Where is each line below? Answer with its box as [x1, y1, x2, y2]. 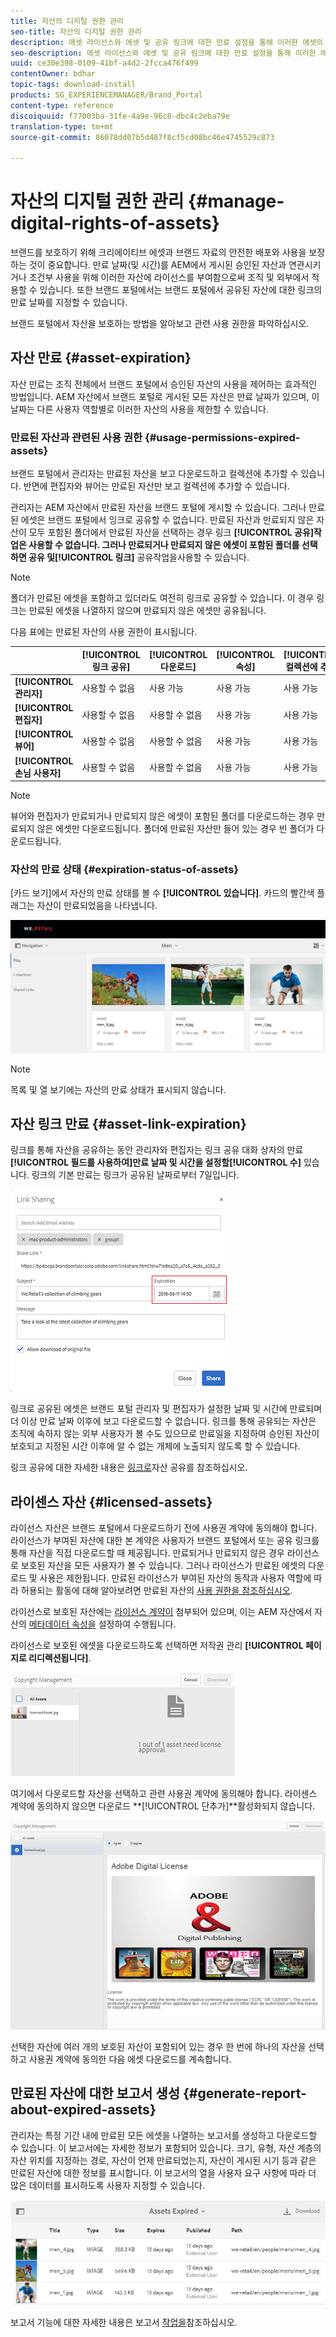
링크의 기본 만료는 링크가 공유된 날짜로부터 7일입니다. [31, 1169, 240, 1181]
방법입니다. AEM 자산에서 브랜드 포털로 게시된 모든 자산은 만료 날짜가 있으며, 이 [10, 390, 320, 402]
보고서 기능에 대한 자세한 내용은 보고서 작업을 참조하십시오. [10, 2316, 238, 2328]
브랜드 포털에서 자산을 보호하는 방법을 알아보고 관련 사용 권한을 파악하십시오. [10, 318, 310, 330]
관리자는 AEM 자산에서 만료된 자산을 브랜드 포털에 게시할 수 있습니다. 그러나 [10, 501, 307, 514]
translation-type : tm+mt [10, 121, 114, 132]
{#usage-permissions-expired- [144, 430, 301, 444]
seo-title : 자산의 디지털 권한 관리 [10, 26, 142, 37]
